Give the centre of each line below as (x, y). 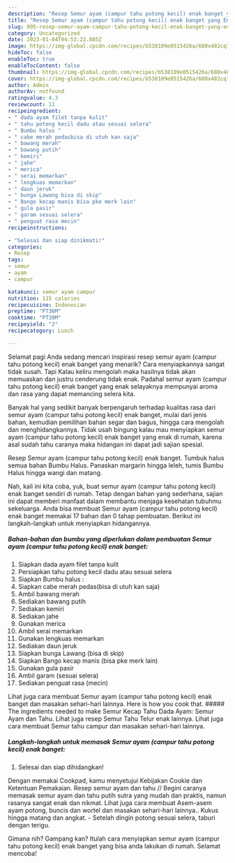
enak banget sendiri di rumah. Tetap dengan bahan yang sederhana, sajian (115, 493)
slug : (16, 27)
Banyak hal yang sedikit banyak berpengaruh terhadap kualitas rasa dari (112, 407)
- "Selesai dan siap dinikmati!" (56, 240)
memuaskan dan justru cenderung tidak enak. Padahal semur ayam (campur (117, 379)
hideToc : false (30, 53)
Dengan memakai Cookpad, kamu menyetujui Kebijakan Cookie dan (105, 780)
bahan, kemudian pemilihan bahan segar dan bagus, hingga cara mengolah (116, 422)
